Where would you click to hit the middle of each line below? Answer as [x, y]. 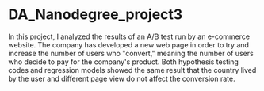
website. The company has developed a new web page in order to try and [129, 44]
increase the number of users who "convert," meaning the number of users [131, 53]
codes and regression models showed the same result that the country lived [132, 70]
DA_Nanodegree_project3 [96, 15]
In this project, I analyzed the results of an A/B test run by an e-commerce [129, 36]
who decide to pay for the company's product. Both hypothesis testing [124, 62]
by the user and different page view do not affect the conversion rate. [122, 78]
